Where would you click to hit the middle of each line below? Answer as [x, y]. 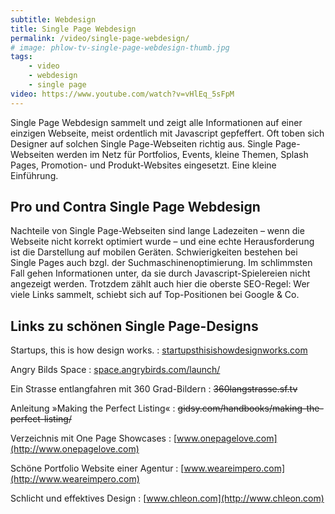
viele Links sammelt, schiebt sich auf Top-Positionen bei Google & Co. [155, 295]
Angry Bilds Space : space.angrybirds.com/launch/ [115, 370]
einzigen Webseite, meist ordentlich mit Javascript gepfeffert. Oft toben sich [167, 133]
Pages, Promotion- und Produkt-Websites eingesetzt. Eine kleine [143, 165]
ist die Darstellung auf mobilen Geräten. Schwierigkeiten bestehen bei [154, 252]
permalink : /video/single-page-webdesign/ [100, 38]
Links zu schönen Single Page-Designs [134, 326]
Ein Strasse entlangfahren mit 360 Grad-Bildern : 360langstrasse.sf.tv [154, 389]
